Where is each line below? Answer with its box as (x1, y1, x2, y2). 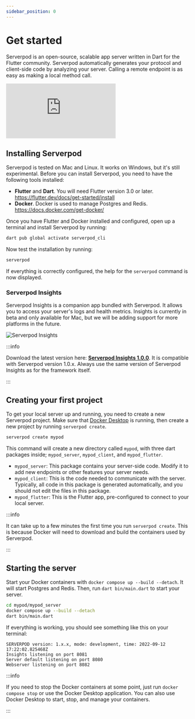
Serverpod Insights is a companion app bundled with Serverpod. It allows (6, 302, 183, 309)
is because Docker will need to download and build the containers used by (6, 528, 186, 535)
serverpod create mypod (6, 434, 64, 440)
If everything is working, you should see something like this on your (6, 624, 169, 631)
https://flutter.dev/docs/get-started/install (14, 194, 115, 201)
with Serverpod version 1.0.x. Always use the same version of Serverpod (6, 361, 181, 368)
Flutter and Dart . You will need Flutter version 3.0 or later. (14, 188, 154, 195)
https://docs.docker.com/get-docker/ (14, 206, 105, 213)
